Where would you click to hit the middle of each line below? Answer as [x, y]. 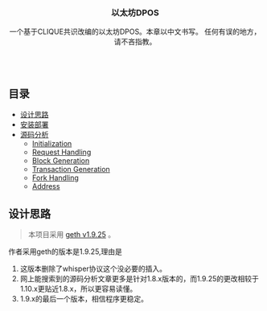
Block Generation [61, 161]
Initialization [52, 144]
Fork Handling [55, 178]
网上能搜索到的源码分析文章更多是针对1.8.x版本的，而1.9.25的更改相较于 [140, 278]
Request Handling [62, 152]
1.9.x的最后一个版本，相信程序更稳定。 [84, 298]
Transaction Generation [71, 170]
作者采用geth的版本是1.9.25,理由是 [66, 252]
